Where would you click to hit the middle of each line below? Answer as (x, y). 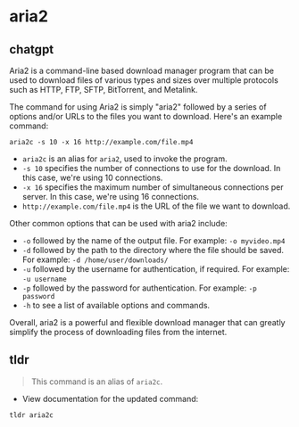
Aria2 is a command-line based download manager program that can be (142, 70)
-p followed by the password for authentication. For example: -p (139, 288)
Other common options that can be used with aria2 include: (118, 223)
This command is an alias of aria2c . (97, 382)
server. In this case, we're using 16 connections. (110, 197)
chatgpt (32, 49)
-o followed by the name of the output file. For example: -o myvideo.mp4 (154, 241)
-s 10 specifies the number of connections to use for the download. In (151, 168)
